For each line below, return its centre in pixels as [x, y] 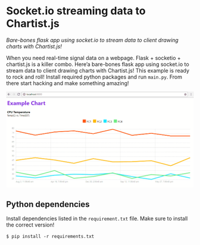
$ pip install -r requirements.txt [50, 237]
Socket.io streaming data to [76, 11]
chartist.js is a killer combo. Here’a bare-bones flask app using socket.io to [98, 64]
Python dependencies [48, 204]
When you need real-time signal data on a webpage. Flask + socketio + [94, 58]
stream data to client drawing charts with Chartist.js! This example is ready [98, 70]
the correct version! [30, 225]
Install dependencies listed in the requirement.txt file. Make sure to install [97, 219]
